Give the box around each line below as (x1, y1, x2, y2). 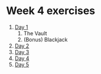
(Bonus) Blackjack (23, 36, 68, 43)
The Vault (23, 29, 47, 36)
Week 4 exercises (6, 4, 96, 18)
